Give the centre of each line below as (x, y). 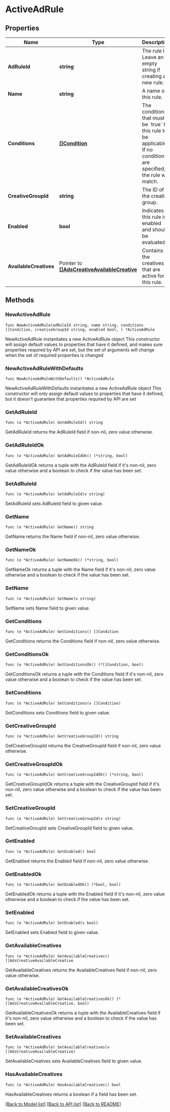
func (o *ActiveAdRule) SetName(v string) (51, 599)
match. (150, 181)
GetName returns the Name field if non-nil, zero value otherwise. (73, 536)
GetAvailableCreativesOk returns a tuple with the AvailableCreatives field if (83, 1013)
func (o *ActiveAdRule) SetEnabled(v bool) (52, 923)
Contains (153, 250)
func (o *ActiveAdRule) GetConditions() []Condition (62, 632)
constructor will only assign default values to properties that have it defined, (84, 393)
